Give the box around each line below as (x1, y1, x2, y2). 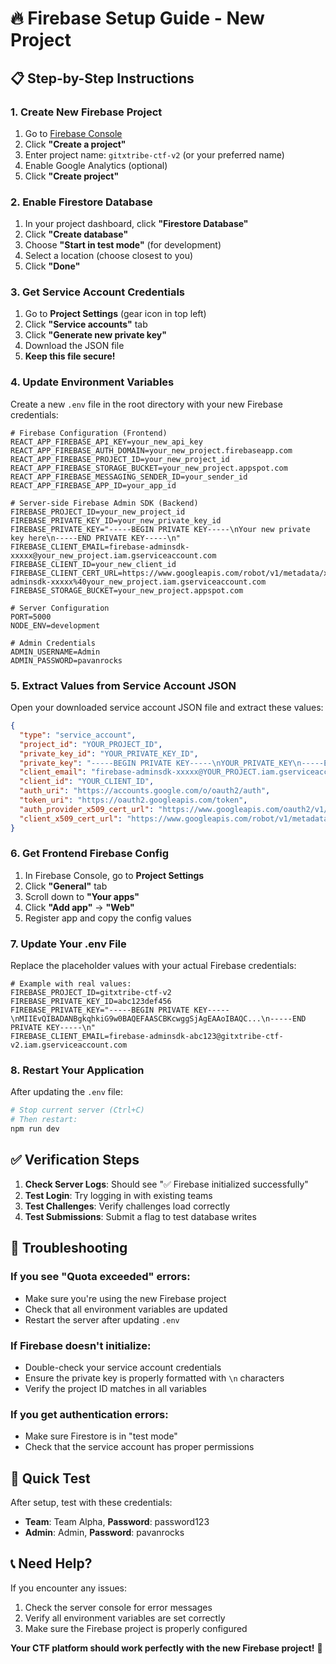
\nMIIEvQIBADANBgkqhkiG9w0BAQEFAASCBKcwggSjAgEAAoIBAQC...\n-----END (10, 1014, 307, 1024)
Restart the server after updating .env (24, 1313, 180, 1326)
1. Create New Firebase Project (10, 105, 163, 119)
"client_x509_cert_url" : (19, 813, 123, 824)
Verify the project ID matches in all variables (24, 1382, 207, 1394)
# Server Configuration (10, 603, 110, 613)
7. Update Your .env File (10, 937, 127, 951)
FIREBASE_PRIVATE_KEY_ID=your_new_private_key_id (10, 515, 222, 526)
